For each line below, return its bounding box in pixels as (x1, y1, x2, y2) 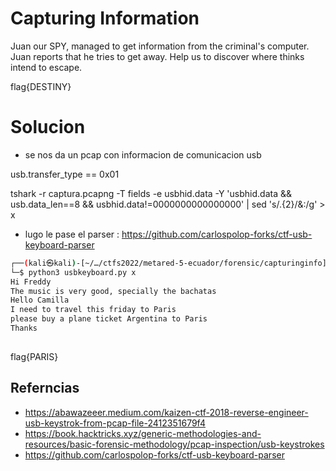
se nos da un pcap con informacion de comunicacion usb (24, 148, 262, 161)
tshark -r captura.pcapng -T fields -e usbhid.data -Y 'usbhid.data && (10, 187, 292, 199)
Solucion (10, 116, 86, 139)
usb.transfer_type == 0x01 (10, 168, 120, 180)
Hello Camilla (10, 295, 70, 306)
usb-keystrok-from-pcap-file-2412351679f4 (24, 417, 206, 429)
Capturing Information (10, 7, 200, 30)
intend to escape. (10, 61, 83, 73)
